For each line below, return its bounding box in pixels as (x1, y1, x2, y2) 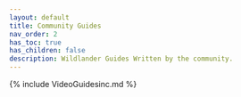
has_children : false (9, 46, 87, 55)
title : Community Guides (9, 21, 102, 30)
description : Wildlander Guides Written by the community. (9, 54, 234, 63)
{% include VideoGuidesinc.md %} (9, 79, 137, 89)
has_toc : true (9, 37, 62, 47)
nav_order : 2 (9, 29, 58, 38)
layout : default (9, 12, 70, 22)
